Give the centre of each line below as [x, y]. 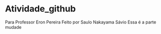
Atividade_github [41, 9]
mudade [13, 27]
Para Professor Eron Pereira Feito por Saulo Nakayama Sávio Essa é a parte [81, 22]
